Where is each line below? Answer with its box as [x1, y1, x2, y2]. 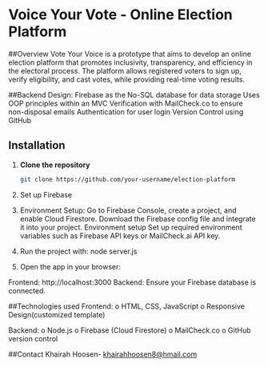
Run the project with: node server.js [19, 246, 138, 256]
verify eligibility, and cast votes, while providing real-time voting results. [8, 74, 246, 84]
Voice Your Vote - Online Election [8, 6, 234, 24]
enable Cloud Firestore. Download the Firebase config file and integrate [19, 213, 256, 223]
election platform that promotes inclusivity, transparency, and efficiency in [8, 58, 253, 67]
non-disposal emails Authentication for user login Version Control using [8, 106, 244, 117]
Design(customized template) [8, 309, 106, 319]
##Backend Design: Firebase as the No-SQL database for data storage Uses [8, 90, 260, 99]
